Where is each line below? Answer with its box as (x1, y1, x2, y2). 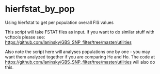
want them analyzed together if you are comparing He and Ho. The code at (5, 54, 155, 59)
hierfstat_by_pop (5, 3, 75, 15)
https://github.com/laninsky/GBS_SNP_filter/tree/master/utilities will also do (5, 59, 155, 65)
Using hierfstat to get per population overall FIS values (5, 19, 114, 25)
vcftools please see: (5, 34, 45, 40)
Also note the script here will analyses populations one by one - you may (5, 49, 150, 55)
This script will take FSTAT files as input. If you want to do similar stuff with (5, 29, 155, 35)
